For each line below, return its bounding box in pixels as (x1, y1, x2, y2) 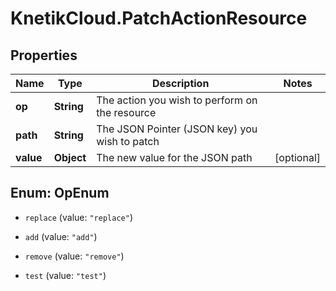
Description (151, 77, 210, 90)
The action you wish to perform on (96, 93, 258, 107)
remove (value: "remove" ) (24, 250, 125, 262)
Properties (10, 47, 78, 64)
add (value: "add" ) (24, 230, 98, 242)
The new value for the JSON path (96, 151, 253, 164)
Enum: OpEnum (10, 185, 110, 202)
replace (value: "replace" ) (24, 211, 133, 223)
